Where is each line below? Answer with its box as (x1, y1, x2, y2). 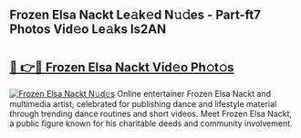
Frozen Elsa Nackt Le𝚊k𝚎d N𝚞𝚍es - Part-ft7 (9, 7, 262, 23)
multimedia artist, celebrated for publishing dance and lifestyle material (9, 99, 277, 109)
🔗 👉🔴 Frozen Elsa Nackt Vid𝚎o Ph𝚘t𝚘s (9, 59, 234, 75)
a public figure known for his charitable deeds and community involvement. (9, 118, 294, 129)
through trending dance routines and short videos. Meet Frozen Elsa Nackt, (9, 109, 293, 119)
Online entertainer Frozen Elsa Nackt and (117, 89, 272, 99)
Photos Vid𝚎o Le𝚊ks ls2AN (9, 22, 167, 37)
